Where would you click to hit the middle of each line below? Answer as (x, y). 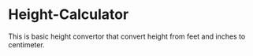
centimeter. (26, 44)
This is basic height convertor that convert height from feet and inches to (127, 36)
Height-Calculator (69, 15)
